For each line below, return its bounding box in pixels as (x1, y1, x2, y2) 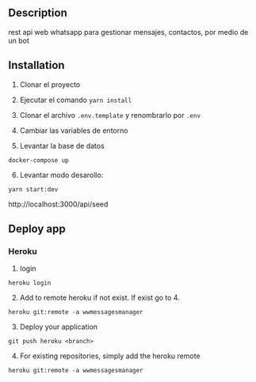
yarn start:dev (8, 185, 59, 193)
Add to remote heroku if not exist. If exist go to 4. (19, 293, 180, 303)
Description (8, 6, 67, 20)
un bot (8, 36, 30, 45)
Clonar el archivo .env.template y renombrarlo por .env (19, 110, 201, 119)
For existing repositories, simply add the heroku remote (19, 351, 201, 361)
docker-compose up (8, 156, 69, 165)
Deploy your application (19, 322, 97, 331)
